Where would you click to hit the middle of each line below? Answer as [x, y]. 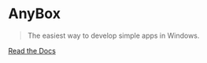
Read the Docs [32, 50]
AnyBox [35, 14]
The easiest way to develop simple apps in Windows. [113, 35]
